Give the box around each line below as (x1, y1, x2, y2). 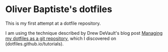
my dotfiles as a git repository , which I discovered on (5, 35, 116, 41)
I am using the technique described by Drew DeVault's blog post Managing (5, 30, 163, 36)
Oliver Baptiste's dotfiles (5, 4, 112, 15)
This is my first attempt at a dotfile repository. (5, 20, 101, 26)
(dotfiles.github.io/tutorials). (5, 40, 64, 46)
